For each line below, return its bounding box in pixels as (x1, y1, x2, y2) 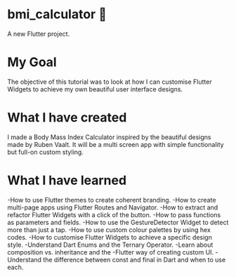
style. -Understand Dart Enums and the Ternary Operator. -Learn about (7, 240, 214, 249)
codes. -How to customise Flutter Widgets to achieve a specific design (7, 233, 212, 241)
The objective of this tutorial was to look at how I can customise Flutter (7, 77, 212, 86)
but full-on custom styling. (7, 148, 84, 156)
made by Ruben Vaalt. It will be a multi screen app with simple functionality (7, 140, 224, 148)
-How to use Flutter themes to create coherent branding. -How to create (7, 195, 216, 204)
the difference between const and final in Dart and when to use (43, 255, 226, 264)
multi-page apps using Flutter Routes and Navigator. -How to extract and (7, 203, 218, 212)
